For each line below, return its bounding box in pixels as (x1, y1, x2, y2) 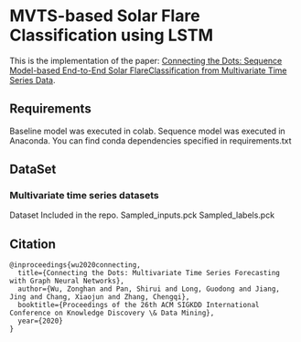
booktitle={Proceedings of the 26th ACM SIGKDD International (17, 301, 260, 310)
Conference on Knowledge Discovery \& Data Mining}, (9, 308, 215, 318)
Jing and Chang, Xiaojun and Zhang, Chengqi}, (9, 293, 190, 302)
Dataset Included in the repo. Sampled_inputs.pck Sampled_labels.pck (9, 209, 275, 220)
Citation (9, 236, 57, 251)
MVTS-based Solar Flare (9, 5, 200, 27)
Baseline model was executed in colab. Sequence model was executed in (9, 125, 285, 136)
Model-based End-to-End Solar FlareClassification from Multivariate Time (9, 65, 287, 76)
